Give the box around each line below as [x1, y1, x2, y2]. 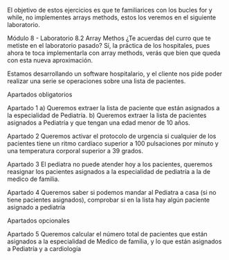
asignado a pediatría [7, 203, 66, 211]
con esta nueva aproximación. [7, 56, 93, 64]
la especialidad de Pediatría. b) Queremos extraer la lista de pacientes [7, 111, 207, 119]
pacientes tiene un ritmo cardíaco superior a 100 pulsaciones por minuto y [7, 139, 219, 148]
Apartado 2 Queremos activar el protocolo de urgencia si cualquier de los [7, 132, 217, 140]
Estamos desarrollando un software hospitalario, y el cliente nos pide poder [7, 69, 223, 78]
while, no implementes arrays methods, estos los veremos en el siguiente [7, 13, 217, 21]
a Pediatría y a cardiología [7, 245, 82, 252]
